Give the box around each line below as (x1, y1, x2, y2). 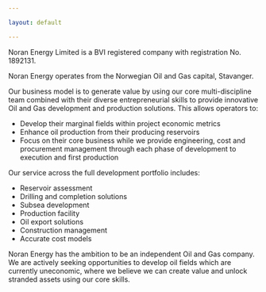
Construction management (19, 225, 108, 235)
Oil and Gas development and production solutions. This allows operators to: (8, 103, 259, 113)
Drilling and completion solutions (19, 191, 128, 201)
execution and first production (19, 152, 119, 162)
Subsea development (19, 200, 90, 209)
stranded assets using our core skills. (8, 275, 131, 284)
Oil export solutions (19, 217, 84, 226)
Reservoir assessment (19, 183, 93, 193)
